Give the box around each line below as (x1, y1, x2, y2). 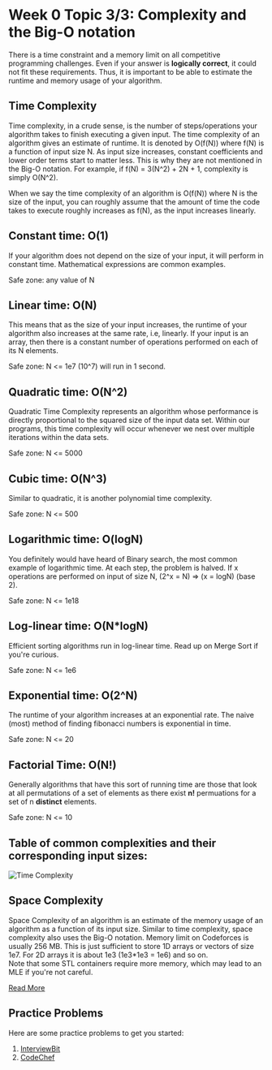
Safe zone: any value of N (8, 274, 95, 285)
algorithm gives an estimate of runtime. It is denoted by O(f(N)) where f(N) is (8, 138, 265, 148)
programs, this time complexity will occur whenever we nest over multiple (8, 424, 255, 434)
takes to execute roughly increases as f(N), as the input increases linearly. (8, 205, 257, 215)
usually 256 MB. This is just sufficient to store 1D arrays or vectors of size (8, 941, 254, 951)
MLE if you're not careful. (8, 967, 93, 977)
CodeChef (19, 1052, 55, 1062)
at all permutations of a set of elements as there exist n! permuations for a (8, 788, 257, 798)
